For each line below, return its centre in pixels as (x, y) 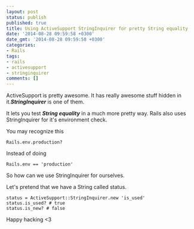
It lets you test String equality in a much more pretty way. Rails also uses (96, 114)
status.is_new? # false (36, 209)
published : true (26, 23)
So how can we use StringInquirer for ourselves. (65, 175)
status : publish (26, 17)
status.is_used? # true (36, 203)
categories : (21, 45)
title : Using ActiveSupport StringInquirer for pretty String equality (97, 28)
